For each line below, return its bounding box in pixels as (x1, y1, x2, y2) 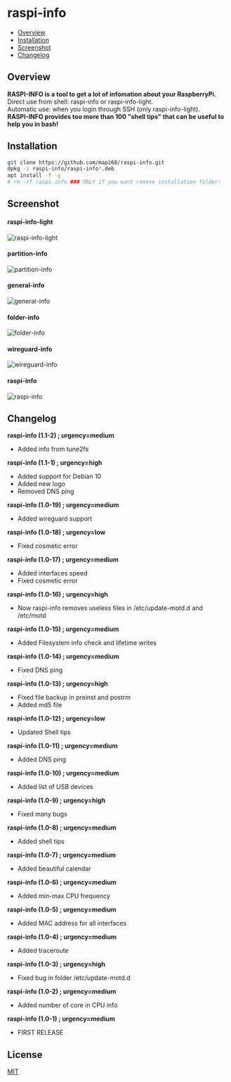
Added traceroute (17, 946, 69, 955)
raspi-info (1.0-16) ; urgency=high (7, 590, 109, 599)
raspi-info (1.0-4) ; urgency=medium (7, 933, 117, 941)
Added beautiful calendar (17, 864, 91, 873)
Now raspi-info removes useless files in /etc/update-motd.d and (17, 604, 204, 612)
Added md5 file (17, 701, 62, 709)
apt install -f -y (7, 172, 61, 179)
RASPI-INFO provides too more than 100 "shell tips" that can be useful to (7, 112, 225, 120)
